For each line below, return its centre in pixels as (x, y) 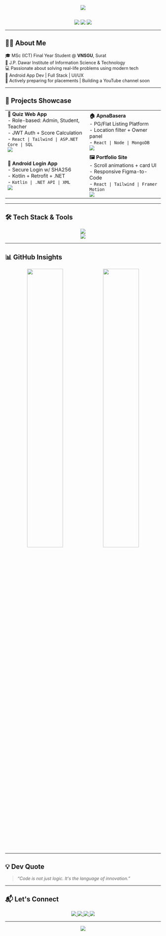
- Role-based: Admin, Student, (44, 120)
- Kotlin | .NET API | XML (39, 182)
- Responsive (105, 172)
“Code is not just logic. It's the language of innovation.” (74, 878)
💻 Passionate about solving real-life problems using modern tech (72, 68)
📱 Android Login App (33, 164)
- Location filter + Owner (118, 130)
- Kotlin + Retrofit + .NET (37, 176)
